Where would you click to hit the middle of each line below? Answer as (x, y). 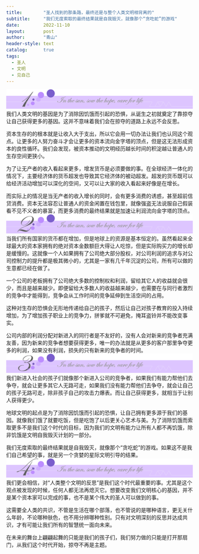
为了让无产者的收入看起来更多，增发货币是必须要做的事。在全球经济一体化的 (99, 168)
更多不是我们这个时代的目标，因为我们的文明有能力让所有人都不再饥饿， (99, 427)
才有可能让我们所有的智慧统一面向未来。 (66, 525)
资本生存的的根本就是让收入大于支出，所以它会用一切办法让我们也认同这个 (97, 134)
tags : (13, 56)
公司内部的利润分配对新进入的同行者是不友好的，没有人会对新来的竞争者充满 (99, 335)
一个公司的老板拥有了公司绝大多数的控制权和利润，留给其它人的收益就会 (94, 281)
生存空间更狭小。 (27, 156)
